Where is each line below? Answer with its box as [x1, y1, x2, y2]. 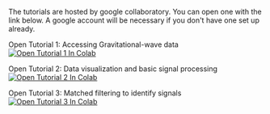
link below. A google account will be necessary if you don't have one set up [8, 15, 260, 25]
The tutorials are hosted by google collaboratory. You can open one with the [8, 7, 262, 16]
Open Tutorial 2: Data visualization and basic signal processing [8, 64, 218, 74]
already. [8, 24, 36, 33]
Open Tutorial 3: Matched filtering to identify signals [8, 88, 182, 98]
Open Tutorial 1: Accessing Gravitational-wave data [8, 40, 179, 49]
